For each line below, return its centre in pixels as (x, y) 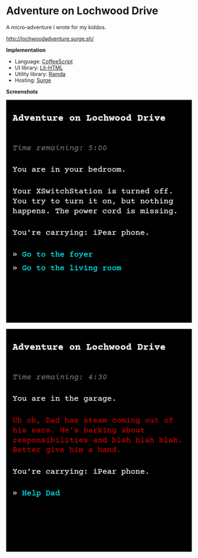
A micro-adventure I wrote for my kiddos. (56, 27)
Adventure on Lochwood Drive (82, 11)
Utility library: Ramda (40, 74)
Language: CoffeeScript (44, 61)
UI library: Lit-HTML (39, 67)
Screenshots (22, 91)
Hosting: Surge (33, 80)
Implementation (26, 50)
